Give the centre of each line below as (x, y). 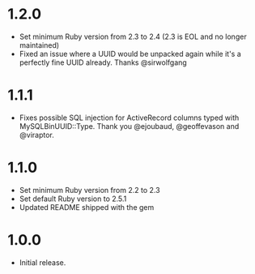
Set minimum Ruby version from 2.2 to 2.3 (89, 190)
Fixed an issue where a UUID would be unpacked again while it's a (130, 54)
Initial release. (42, 262)
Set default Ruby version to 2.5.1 (73, 199)
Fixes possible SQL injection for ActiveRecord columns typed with (129, 118)
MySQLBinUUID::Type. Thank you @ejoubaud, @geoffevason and (129, 126)
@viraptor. (36, 135)
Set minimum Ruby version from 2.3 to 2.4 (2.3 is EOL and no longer (133, 36)
